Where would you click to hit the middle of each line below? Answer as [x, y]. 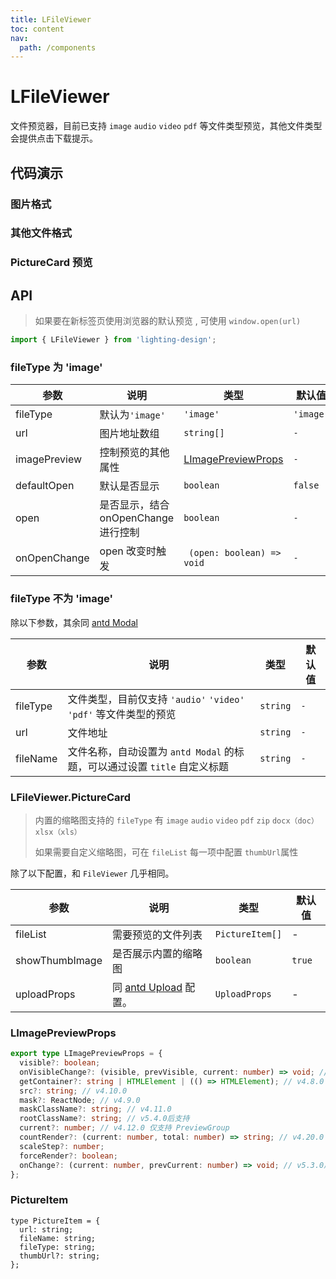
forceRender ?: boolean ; [68, 1156]
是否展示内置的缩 [152, 953]
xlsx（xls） [58, 832]
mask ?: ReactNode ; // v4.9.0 [80, 1100]
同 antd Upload [147, 987]
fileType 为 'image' [56, 367]
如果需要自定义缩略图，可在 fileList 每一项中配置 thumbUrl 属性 [166, 852]
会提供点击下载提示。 [54, 138]
